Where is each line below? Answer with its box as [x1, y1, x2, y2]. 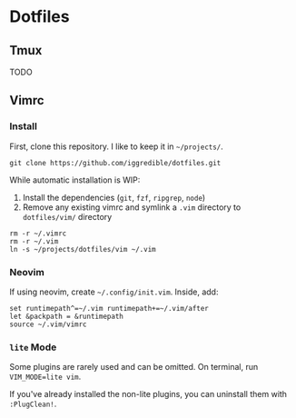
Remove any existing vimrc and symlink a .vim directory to [22, 202, 242, 213]
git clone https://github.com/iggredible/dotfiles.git [9, 158, 222, 167]
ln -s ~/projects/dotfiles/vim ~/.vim [9, 244, 156, 254]
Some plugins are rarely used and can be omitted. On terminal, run [9, 362, 259, 373]
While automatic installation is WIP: [9, 174, 141, 185]
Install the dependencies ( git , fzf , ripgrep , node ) [22, 192, 206, 203]
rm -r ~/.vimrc [9, 229, 67, 238]
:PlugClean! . [9, 398, 57, 410]
